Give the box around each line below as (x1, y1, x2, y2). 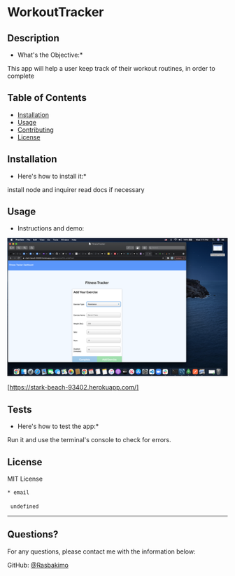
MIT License (7, 474, 43, 484)
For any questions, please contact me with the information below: (7, 547, 196, 556)
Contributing (17, 125, 54, 134)
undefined (10, 503, 39, 510)
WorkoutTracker (7, 4, 104, 20)
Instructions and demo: (17, 224, 85, 233)
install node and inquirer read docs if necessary (7, 185, 145, 193)
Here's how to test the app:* (17, 422, 99, 431)
